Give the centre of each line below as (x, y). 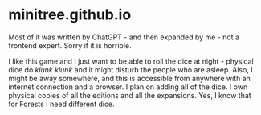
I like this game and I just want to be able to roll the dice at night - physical (131, 61)
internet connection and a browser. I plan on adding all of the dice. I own (128, 87)
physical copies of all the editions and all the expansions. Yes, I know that (130, 95)
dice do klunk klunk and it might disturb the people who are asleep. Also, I (130, 69)
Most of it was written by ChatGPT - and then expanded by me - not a (124, 37)
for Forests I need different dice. (61, 104)
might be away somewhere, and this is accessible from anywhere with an (130, 78)
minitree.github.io (70, 15)
